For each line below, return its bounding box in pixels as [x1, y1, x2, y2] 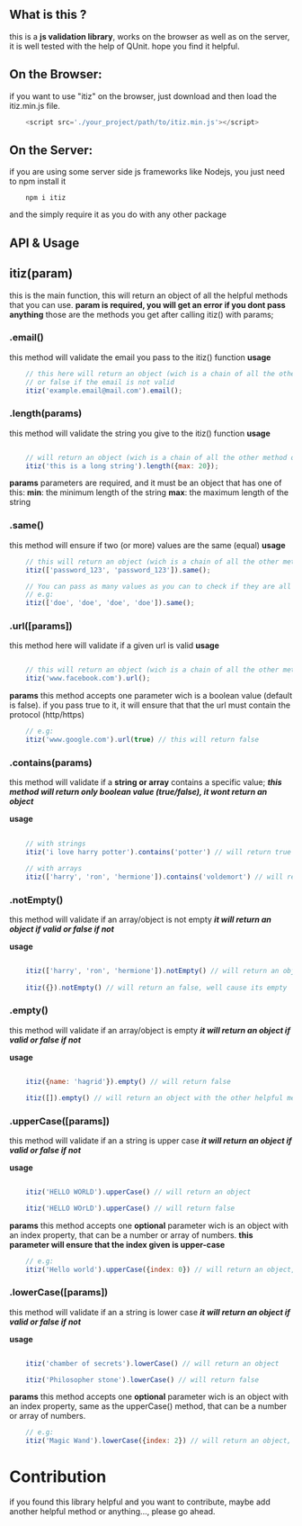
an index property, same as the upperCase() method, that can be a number [9, 1401, 288, 1412]
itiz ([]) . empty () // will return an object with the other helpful [25, 1093, 283, 1102]
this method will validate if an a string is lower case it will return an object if [9, 1306, 290, 1317]
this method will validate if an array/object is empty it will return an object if [9, 1025, 290, 1035]
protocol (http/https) [9, 709, 85, 720]
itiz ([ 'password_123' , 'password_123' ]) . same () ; [25, 565, 211, 574]
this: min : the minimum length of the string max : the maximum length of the [9, 487, 289, 498]
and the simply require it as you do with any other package [9, 209, 227, 220]
